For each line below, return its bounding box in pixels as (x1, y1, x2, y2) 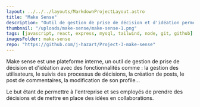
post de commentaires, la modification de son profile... (6, 76, 140, 83)
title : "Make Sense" (6, 14, 58, 20)
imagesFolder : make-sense (6, 36, 70, 42)
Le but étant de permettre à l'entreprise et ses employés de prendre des (6, 88, 183, 95)
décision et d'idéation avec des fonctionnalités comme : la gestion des (6, 64, 179, 71)
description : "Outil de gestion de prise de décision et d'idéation (6, 20, 180, 25)
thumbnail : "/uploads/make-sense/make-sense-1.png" (6, 25, 137, 31)
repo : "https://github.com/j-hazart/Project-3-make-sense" (6, 42, 156, 48)
